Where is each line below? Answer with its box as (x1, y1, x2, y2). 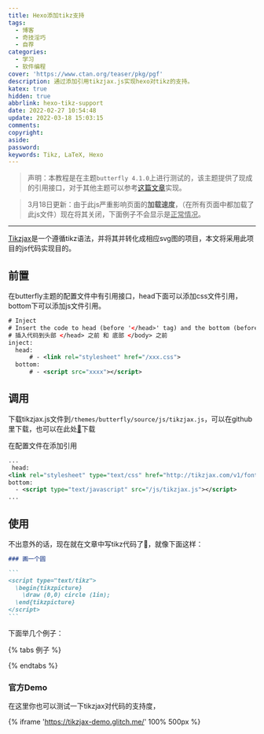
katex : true (8, 84, 47, 93)
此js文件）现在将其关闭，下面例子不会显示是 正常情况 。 (27, 209, 206, 219)
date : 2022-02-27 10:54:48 (8, 107, 97, 115)
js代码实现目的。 (21, 243, 76, 253)
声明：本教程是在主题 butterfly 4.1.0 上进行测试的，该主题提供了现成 (27, 173, 253, 183)
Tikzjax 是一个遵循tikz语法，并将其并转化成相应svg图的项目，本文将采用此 (8, 234, 247, 243)
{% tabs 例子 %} (8, 645, 61, 654)
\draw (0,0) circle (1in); (22, 591, 111, 599)
